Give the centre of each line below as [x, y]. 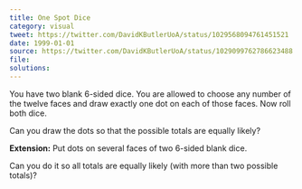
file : [19, 60]
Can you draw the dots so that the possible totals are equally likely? [135, 130]
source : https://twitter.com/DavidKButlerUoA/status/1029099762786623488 [151, 52]
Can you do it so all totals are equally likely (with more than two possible [144, 165]
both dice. [28, 113]
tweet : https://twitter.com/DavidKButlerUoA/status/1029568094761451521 [149, 34]
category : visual [42, 26]
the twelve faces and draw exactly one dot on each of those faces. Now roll [150, 103]
